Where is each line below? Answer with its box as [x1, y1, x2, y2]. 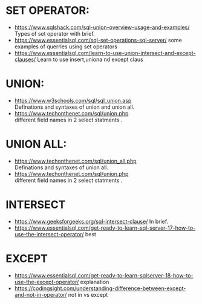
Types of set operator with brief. [14, 30, 95, 37]
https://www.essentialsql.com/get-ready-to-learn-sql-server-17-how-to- [14, 224, 196, 231]
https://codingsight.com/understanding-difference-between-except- [14, 285, 186, 292]
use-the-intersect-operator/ [14, 230, 84, 238]
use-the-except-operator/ [14, 278, 79, 285]
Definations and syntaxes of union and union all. [14, 103, 135, 111]
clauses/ [14, 56, 36, 63]
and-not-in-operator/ [14, 291, 67, 298]
